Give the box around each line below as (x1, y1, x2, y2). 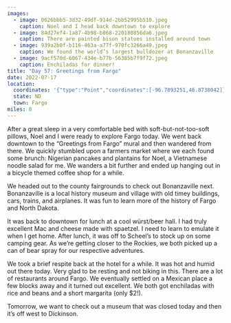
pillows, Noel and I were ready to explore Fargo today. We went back (7, 132, 202, 140)
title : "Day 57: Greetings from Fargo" (7, 67, 122, 74)
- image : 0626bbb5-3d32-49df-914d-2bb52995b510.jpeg (13, 16, 168, 23)
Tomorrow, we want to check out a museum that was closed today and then (7, 302, 222, 310)
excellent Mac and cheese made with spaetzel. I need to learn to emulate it (7, 224, 219, 232)
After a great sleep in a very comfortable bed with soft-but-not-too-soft (7, 124, 210, 133)
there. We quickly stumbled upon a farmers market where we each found (7, 146, 214, 155)
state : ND (13, 93, 41, 100)
